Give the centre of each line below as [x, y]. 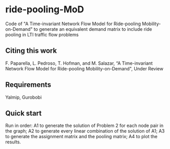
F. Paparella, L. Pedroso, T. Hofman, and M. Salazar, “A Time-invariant [79, 63]
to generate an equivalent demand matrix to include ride [93, 29]
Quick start [24, 113]
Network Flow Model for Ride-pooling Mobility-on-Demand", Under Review [84, 68]
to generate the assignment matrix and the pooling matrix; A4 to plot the [81, 137]
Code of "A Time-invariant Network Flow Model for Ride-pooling [73, 24]
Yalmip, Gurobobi [24, 97]
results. [13, 142]
